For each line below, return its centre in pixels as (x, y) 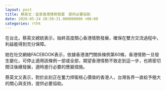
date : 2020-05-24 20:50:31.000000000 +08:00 (52, 19)
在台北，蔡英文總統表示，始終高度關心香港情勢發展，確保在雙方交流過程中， (83, 38)
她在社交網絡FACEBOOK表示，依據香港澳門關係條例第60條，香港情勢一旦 (80, 55)
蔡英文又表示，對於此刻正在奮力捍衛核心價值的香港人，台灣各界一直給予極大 (83, 77)
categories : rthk (23, 23)
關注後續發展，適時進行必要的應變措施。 (46, 67)
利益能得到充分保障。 (27, 44)
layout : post (19, 10)
